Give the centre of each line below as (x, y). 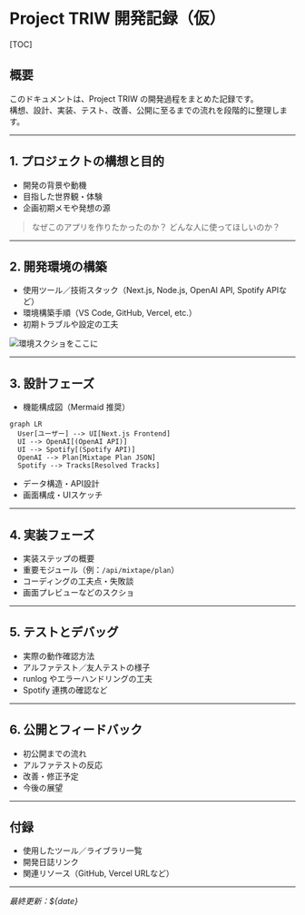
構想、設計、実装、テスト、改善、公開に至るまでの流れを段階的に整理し (144, 110)
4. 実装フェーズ (52, 535)
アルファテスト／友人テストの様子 (86, 667)
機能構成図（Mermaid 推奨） (76, 407)
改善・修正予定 (50, 776)
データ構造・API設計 (61, 484)
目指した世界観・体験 (62, 196)
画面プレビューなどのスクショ (78, 592)
